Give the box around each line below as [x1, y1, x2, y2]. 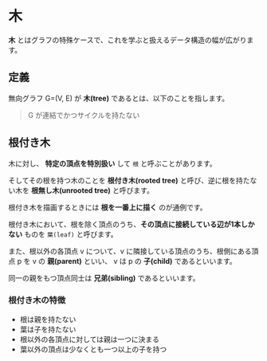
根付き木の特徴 [8, 295, 66, 306]
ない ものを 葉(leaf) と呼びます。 [8, 229, 118, 239]
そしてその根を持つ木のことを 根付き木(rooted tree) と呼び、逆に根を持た [8, 175, 250, 185]
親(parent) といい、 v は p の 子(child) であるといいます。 [47, 256, 237, 265]
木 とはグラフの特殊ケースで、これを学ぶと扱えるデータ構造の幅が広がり [8, 35, 247, 45]
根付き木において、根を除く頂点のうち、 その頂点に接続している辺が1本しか [8, 219, 255, 229]
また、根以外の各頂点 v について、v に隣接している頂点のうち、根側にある [8, 246, 253, 256]
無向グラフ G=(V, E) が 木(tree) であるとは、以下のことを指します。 [8, 93, 230, 103]
